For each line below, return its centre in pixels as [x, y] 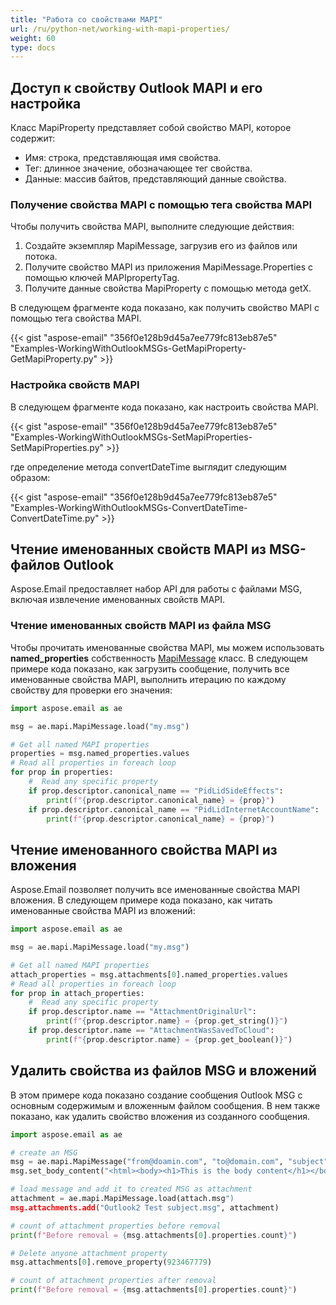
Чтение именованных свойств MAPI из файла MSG [141, 626]
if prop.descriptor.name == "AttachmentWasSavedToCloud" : [151, 1031]
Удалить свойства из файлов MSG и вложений [163, 1071]
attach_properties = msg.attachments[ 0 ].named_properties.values [149, 974]
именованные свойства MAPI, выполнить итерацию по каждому [148, 679]
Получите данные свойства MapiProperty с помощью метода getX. [168, 288]
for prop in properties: [62, 772]
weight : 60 [33, 38]
